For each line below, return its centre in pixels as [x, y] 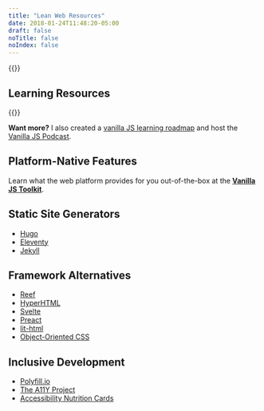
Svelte [30, 311]
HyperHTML [40, 303]
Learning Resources [59, 93]
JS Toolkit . [26, 189]
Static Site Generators [64, 214]
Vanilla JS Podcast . [40, 136]
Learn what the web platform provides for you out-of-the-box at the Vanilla [132, 180]
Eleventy [34, 242]
